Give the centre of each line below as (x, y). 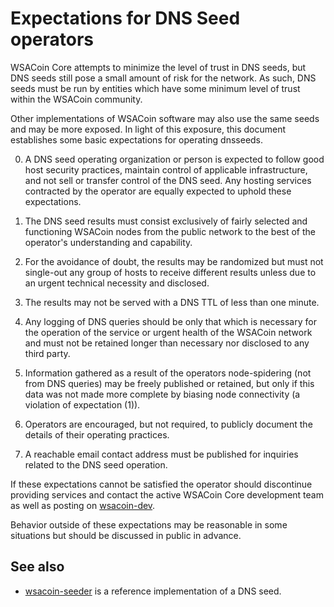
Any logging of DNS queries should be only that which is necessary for (170, 321)
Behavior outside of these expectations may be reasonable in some (149, 524)
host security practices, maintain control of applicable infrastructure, (166, 169)
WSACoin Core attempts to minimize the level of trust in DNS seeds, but (158, 67)
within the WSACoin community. (76, 99)
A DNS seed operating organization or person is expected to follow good (174, 159)
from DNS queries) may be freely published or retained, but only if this (169, 383)
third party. (47, 353)
